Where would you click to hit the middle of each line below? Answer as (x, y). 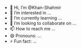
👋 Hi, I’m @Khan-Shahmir (35, 8)
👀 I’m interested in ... (30, 13)
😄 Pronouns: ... (26, 36)
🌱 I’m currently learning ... (36, 18)
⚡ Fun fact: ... (23, 41)
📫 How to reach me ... (32, 29)
